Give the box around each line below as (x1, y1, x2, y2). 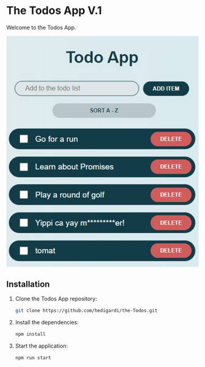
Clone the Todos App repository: (15, 295, 98, 302)
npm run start (15, 354, 51, 361)
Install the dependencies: (15, 318, 79, 326)
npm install (15, 331, 46, 337)
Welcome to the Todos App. (6, 24, 76, 31)
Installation (6, 279, 50, 289)
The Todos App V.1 (6, 4, 103, 18)
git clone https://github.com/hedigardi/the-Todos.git (15, 307, 158, 313)
